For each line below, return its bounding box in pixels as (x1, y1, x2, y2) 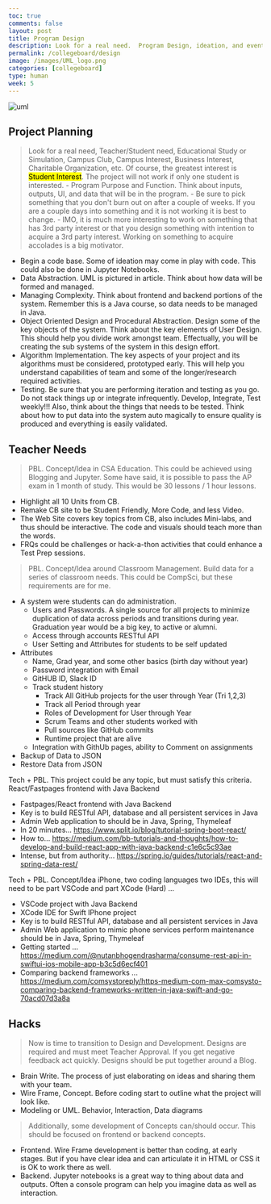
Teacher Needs (8, 442, 87, 456)
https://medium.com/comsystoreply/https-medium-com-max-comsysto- (19, 976, 262, 986)
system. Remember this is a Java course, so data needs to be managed (19, 299, 258, 309)
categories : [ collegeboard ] (8, 65, 103, 73)
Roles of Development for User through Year (44, 708, 192, 718)
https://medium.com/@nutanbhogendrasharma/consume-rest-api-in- (19, 951, 252, 960)
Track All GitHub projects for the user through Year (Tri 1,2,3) (44, 691, 246, 700)
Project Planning (8, 124, 94, 138)
